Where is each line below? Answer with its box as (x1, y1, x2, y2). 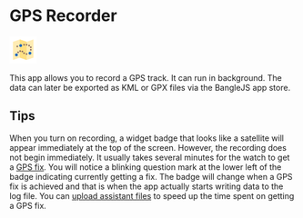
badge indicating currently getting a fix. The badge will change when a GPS (9, 171, 293, 182)
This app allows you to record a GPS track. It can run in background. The (9, 72, 282, 83)
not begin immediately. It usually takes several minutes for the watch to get (9, 152, 290, 163)
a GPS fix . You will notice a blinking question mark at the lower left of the (9, 161, 282, 173)
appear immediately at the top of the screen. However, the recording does (9, 142, 287, 153)
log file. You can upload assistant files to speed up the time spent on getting (9, 190, 295, 201)
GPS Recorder (9, 5, 117, 26)
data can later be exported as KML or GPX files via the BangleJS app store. (9, 82, 291, 93)
